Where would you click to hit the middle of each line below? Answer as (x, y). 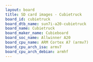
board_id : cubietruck (28, 19)
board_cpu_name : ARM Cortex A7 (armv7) (47, 42)
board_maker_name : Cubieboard (37, 33)
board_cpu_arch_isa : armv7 (33, 47)
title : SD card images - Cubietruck (43, 14)
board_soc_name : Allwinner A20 (38, 38)
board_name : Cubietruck (30, 28)
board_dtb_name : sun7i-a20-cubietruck (46, 24)
